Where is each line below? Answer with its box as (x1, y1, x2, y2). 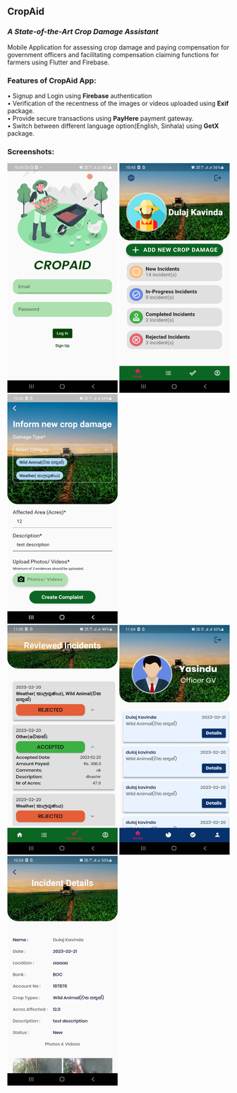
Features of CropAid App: (7, 76, 97, 85)
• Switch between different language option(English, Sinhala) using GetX (7, 122, 219, 130)
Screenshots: (7, 146, 55, 156)
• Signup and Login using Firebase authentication (7, 91, 152, 100)
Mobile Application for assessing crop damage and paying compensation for (7, 42, 229, 52)
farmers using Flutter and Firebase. (7, 58, 110, 66)
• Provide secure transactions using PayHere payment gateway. (7, 114, 194, 122)
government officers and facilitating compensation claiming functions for (7, 50, 219, 59)
